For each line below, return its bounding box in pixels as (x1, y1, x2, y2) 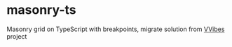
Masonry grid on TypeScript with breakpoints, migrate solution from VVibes (6, 25, 225, 33)
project (6, 32, 27, 40)
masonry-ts (6, 2, 76, 18)
